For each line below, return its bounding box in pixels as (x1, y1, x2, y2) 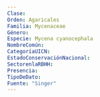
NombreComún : (7, 42, 45, 48)
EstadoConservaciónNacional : (7, 55, 90, 61)
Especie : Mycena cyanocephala (7, 36, 94, 42)
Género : (7, 29, 29, 36)
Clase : (7, 10, 26, 17)
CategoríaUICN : (7, 48, 51, 55)
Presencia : (7, 67, 38, 74)
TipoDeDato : (7, 73, 41, 81)
